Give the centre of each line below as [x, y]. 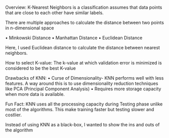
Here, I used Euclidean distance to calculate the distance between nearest [83, 47]
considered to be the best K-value [40, 68]
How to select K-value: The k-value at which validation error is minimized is [83, 63]
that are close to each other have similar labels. [54, 13]
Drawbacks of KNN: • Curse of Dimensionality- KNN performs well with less [85, 78]
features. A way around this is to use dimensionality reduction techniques [82, 83]
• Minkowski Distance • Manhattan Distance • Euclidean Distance [74, 38]
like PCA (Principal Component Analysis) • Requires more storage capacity [83, 89]
